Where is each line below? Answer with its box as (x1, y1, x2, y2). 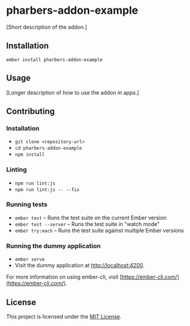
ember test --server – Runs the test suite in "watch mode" (14, 220, 160, 228)
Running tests (6, 200, 48, 209)
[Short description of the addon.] (6, 23, 88, 31)
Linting (6, 165, 27, 174)
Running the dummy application (6, 242, 101, 250)
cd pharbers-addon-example (14, 145, 82, 152)
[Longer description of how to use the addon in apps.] (6, 89, 139, 96)
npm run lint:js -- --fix (14, 186, 79, 192)
